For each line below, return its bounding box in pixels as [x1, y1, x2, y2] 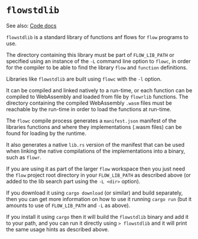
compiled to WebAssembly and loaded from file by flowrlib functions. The [6, 93, 189, 100]
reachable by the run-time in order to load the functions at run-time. [6, 105, 171, 112]
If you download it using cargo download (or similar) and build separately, [6, 189, 183, 196]
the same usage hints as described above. [6, 225, 109, 232]
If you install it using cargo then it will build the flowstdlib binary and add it [6, 213, 189, 220]
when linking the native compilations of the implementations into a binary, [6, 147, 186, 154]
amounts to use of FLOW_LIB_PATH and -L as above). [6, 202, 131, 209]
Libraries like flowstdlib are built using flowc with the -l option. [6, 75, 162, 82]
